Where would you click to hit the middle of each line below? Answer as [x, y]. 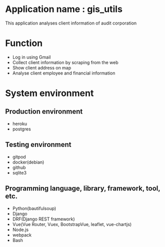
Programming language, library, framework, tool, [83, 188]
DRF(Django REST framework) [43, 219]
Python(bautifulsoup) [34, 208]
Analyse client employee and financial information [64, 73]
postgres [21, 129]
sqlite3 [19, 172]
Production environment [44, 112]
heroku [20, 123]
